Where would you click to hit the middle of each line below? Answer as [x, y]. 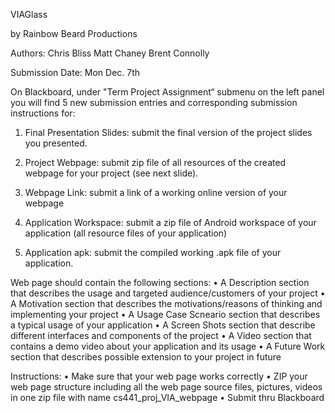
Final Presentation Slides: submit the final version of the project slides [168, 132]
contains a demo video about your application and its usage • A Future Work [168, 346]
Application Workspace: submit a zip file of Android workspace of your [170, 222]
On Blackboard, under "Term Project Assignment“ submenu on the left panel [167, 92]
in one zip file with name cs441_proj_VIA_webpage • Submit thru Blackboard [167, 397]
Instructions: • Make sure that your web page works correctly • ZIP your [159, 376]
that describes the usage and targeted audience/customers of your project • [168, 293]
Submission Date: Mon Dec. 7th [75, 72]
